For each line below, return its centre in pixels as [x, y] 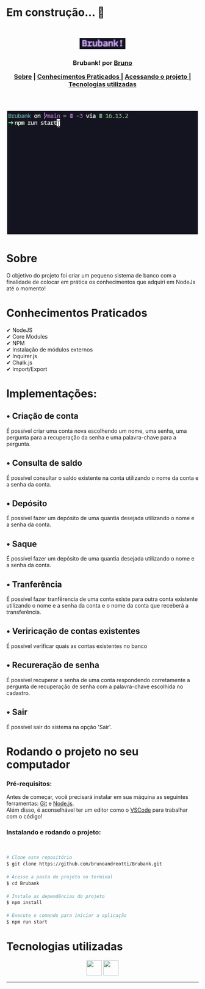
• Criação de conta [42, 416]
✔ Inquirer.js [22, 356]
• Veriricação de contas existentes [73, 631]
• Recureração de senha [53, 665]
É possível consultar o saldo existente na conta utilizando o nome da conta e [103, 478]
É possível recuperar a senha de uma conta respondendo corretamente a [98, 680]
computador [38, 764]
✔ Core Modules [27, 336]
